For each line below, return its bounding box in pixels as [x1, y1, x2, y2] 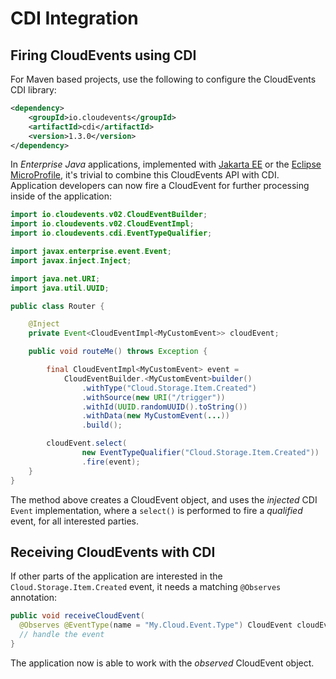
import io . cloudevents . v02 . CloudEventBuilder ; [10, 210, 208, 220]
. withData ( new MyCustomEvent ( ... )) [81, 411, 230, 421]
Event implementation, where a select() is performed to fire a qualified [10, 504, 303, 516]
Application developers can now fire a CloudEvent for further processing [10, 180, 310, 192]
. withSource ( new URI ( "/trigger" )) [81, 392, 226, 402]
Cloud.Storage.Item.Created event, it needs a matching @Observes [10, 581, 282, 593]
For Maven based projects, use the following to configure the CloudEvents [10, 73, 317, 85]
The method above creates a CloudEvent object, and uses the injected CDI [10, 493, 318, 506]
